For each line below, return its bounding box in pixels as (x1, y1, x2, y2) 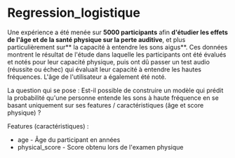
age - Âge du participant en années (17, 135, 121, 144)
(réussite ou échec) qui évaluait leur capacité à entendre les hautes (7, 65, 202, 73)
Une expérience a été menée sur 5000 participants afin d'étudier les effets (7, 28, 228, 36)
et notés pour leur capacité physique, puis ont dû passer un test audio (7, 57, 210, 66)
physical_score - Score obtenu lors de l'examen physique (17, 143, 184, 151)
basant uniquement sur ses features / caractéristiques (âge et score (7, 101, 204, 109)
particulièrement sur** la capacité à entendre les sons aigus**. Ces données (7, 43, 228, 51)
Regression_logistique (7, 5, 140, 21)
